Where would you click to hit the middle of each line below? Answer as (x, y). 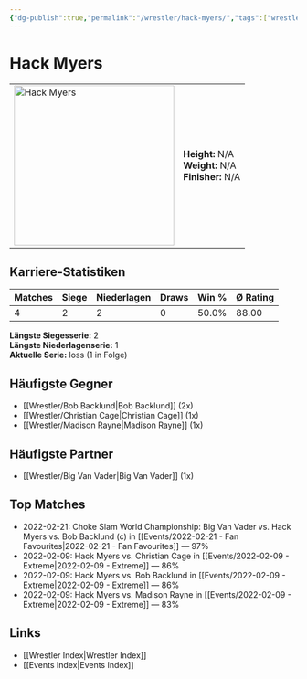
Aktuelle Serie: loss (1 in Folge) (69, 355)
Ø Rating (255, 298)
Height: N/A (209, 154)
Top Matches (48, 505)
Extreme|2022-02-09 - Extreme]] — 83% (101, 604)
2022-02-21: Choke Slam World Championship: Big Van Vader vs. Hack (157, 526)
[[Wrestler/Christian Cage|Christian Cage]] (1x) (111, 416)
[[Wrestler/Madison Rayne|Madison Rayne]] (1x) (113, 425)
